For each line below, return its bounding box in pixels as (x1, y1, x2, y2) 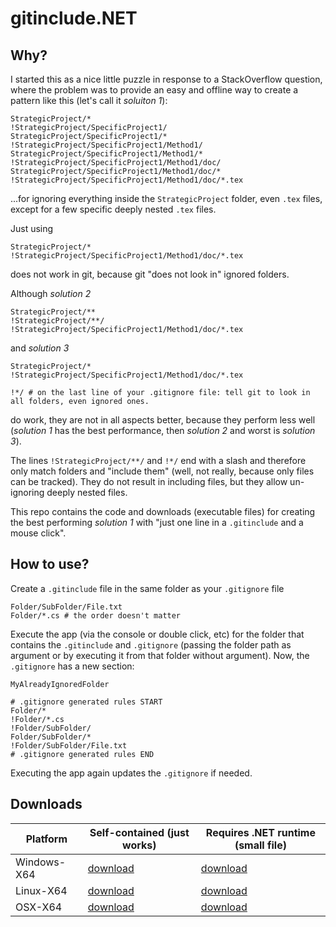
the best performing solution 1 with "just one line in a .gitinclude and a (10, 517, 304, 528)
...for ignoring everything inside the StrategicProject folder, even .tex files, (10, 193, 323, 204)
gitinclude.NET (10, 7, 138, 30)
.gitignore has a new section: (10, 660, 135, 672)
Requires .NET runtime (205, 825, 316, 839)
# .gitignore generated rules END (10, 749, 155, 759)
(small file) (234, 838, 287, 852)
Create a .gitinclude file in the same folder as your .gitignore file (10, 582, 285, 594)
